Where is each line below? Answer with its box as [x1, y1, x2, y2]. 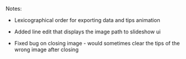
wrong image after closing [14, 46, 79, 53]
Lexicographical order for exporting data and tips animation [14, 17, 160, 23]
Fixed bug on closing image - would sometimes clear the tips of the [14, 40, 180, 46]
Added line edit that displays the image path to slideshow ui [14, 28, 161, 35]
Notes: [5, 5, 22, 12]
